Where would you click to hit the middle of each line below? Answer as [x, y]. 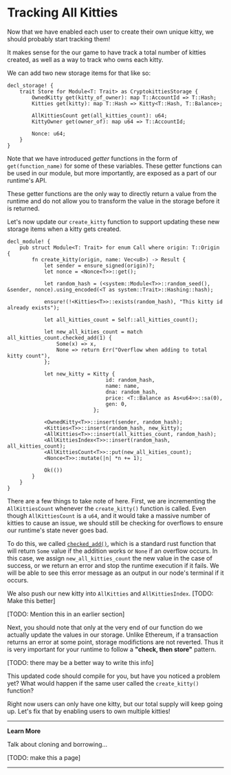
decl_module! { [29, 241]
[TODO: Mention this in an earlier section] [66, 614]
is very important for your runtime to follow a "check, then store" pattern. [112, 649]
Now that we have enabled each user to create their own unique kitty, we [111, 32]
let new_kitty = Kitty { [79, 374]
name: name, [122, 386]
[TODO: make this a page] [44, 757]
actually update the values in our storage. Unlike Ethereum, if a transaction [113, 635]
